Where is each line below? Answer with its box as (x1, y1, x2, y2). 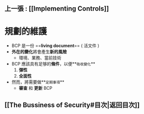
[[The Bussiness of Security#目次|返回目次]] (4, 101, 140, 109)
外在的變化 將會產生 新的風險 (11, 49, 67, 55)
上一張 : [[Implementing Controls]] (4, 4, 109, 13)
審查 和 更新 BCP (18, 85, 53, 91)
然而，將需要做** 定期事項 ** (11, 79, 65, 85)
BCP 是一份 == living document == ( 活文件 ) (11, 43, 100, 49)
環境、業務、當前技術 (18, 55, 61, 61)
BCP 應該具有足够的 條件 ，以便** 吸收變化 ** (11, 61, 95, 67)
